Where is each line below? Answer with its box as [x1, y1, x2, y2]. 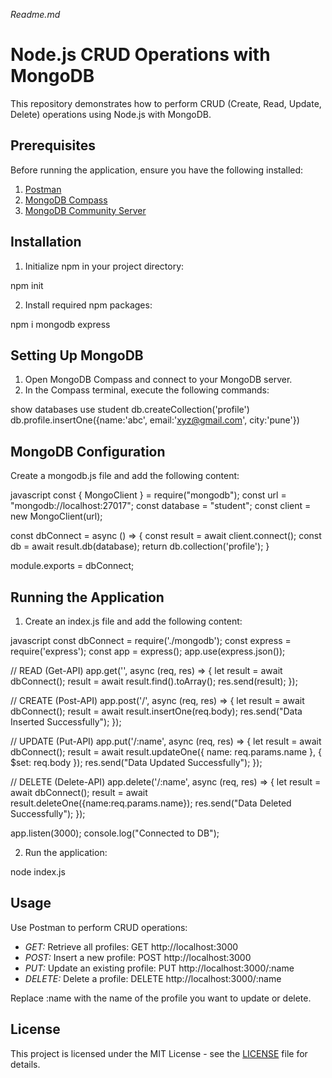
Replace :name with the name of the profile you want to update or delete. [10, 992, 312, 1004]
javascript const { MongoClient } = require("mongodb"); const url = [10, 489, 287, 501]
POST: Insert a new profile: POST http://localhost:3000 [24, 951, 252, 963]
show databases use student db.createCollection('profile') [10, 404, 250, 416]
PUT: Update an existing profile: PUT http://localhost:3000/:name [24, 962, 295, 974]
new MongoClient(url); [10, 510, 103, 523]
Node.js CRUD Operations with [10, 44, 271, 66]
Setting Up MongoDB [10, 347, 144, 364]
